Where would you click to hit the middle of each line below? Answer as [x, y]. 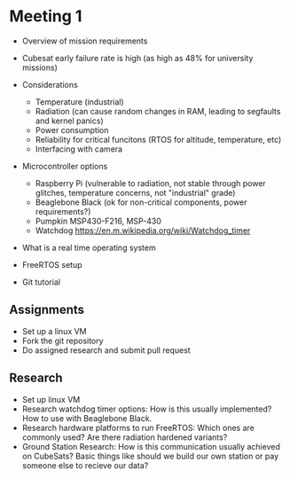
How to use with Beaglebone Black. [87, 418]
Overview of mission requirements [85, 41]
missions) [39, 67]
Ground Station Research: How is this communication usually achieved [151, 446]
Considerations [50, 84]
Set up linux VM [51, 399]
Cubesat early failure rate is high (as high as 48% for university [137, 58]
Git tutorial [41, 282]
